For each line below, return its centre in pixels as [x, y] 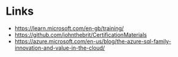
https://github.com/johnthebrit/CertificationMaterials [81, 34]
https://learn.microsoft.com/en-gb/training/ [69, 28]
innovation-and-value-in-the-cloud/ [60, 48]
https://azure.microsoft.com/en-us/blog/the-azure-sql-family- [93, 41]
